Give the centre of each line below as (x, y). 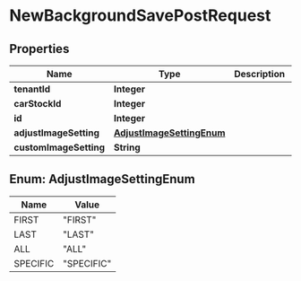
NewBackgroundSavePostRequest (140, 16)
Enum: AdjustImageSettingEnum (102, 179)
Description (259, 74)
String (127, 147)
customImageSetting (60, 147)
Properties (39, 49)
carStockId (38, 104)
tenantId (32, 89)
